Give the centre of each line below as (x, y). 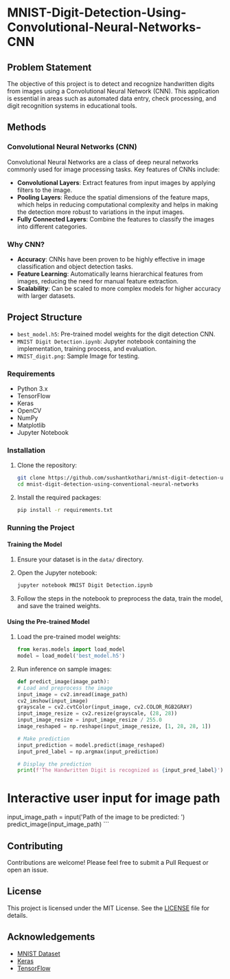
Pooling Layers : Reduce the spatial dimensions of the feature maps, (113, 197)
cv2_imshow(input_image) (53, 701)
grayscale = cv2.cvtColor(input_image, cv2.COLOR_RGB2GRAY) (105, 707)
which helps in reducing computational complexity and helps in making (117, 204)
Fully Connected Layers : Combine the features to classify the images (116, 219)
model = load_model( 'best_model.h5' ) (71, 656)
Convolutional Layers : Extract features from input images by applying (116, 182)
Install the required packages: (59, 497)
